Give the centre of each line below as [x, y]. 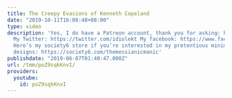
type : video [24, 26]
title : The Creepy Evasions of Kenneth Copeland [78, 13]
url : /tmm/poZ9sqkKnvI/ [41, 65]
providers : [23, 71]
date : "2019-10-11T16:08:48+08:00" [58, 20]
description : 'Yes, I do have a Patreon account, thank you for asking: [114, 33]
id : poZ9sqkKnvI [43, 84]
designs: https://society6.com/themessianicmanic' [88, 52]
